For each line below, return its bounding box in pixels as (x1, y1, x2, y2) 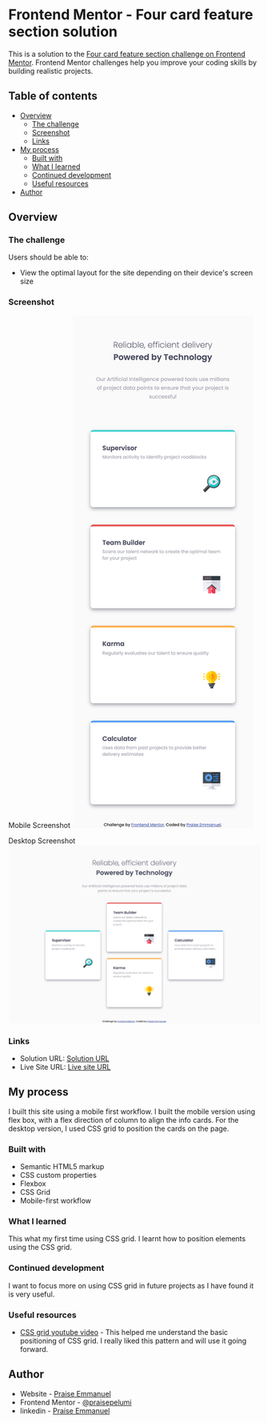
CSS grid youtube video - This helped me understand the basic (19, 1327, 229, 1337)
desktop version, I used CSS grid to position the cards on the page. (8, 1124, 229, 1133)
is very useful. (8, 1289, 55, 1299)
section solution (8, 22, 118, 41)
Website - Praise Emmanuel (19, 1389, 112, 1398)
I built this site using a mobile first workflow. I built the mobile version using (8, 1107, 256, 1116)
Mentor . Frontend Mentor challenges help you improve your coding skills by (8, 58, 257, 67)
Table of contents (8, 90, 98, 103)
